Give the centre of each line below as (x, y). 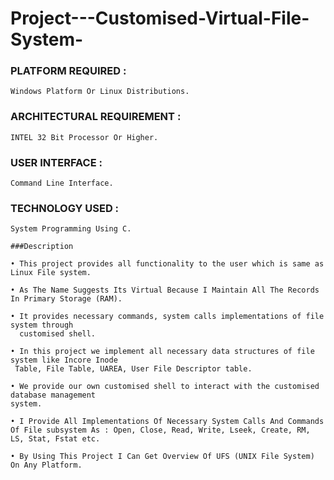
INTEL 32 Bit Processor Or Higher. (84, 137)
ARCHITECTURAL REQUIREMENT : (96, 117)
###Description (42, 247)
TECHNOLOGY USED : (65, 208)
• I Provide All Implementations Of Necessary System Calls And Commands (167, 422)
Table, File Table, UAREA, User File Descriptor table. (133, 369)
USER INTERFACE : (56, 162)
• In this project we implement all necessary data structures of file (162, 352)
